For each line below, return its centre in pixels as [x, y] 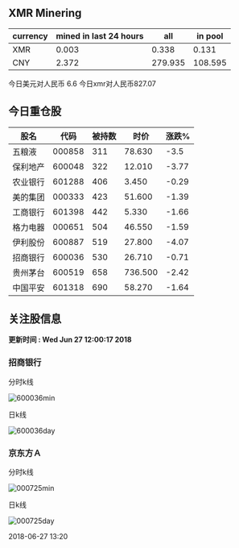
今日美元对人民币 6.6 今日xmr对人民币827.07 [82, 83]
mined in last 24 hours [100, 35]
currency [30, 35]
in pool [210, 35]
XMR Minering [45, 13]
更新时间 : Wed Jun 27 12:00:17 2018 [70, 340]
